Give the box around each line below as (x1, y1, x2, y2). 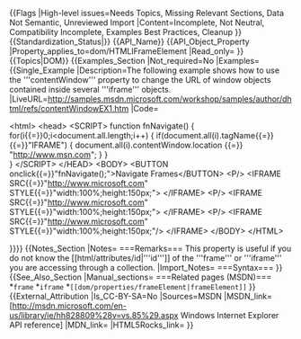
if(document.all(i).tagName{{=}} (155, 130, 274, 140)
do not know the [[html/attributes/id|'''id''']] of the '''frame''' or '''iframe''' (9, 253, 282, 263)
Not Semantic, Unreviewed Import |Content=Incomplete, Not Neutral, (9, 17, 265, 28)
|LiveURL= (9, 94, 49, 104)
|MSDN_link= (224, 291, 272, 301)
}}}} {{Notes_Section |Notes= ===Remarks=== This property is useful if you (9, 243, 292, 254)
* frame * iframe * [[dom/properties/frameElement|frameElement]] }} (9, 281, 256, 291)
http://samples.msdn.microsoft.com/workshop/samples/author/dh (48, 94, 292, 104)
